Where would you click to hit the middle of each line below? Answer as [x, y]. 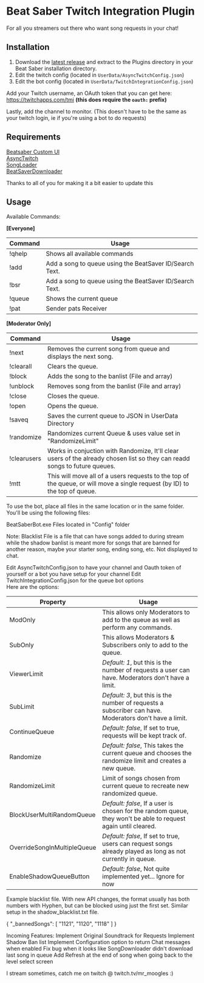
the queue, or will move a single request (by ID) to [118, 484]
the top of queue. [72, 492]
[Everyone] [21, 228]
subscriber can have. [132, 711]
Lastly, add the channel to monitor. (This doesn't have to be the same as [97, 111]
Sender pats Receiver [76, 309]
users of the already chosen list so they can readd [119, 459]
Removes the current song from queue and [109, 349]
